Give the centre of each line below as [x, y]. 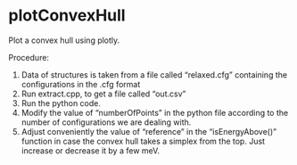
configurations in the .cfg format [81, 84]
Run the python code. [61, 103]
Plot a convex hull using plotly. [64, 40]
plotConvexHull [67, 16]
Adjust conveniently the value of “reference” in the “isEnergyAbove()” [149, 131]
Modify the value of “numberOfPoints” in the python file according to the [155, 112]
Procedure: [29, 57]
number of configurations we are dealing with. [106, 122]
